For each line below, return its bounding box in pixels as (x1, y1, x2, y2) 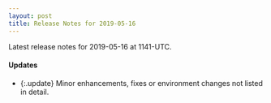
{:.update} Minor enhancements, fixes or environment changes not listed (19, 78, 264, 88)
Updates (8, 60, 38, 70)
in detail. (19, 87, 49, 97)
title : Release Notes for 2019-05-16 (8, 19, 136, 28)
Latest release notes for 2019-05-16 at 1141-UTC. (8, 41, 172, 51)
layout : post (8, 11, 53, 20)
